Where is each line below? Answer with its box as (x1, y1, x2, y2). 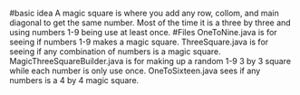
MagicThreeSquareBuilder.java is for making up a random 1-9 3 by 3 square (9, 56, 292, 66)
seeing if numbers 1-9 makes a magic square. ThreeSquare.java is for (9, 36, 269, 47)
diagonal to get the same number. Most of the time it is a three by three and (9, 17, 292, 28)
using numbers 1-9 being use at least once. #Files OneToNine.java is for (9, 27, 278, 37)
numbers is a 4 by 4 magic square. (9, 75, 140, 85)
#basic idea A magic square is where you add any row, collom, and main (9, 8, 279, 18)
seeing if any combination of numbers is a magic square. (9, 46, 222, 57)
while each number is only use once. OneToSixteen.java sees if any (9, 65, 261, 76)
